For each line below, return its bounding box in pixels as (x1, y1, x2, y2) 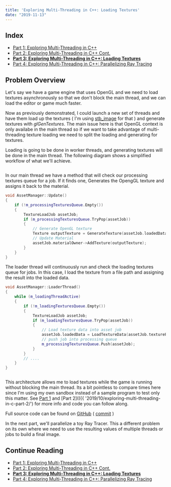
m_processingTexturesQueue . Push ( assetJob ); (41, 342, 136, 347)
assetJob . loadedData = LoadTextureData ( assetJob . (41, 332, 149, 337)
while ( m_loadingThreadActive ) (14, 294, 81, 299)
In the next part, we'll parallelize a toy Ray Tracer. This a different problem (5, 421, 160, 427)
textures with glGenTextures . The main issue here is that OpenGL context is (5, 121, 163, 127)
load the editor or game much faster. (5, 100, 82, 106)
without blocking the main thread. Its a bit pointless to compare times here (5, 384, 161, 391)
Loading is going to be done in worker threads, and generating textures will (5, 147, 163, 153)
